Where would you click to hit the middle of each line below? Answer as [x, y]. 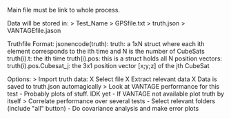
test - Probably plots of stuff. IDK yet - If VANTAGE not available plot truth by [116, 94]
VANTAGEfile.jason [34, 31]
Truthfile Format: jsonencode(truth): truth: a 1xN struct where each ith [106, 44]
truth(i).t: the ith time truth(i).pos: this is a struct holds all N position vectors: [115, 58]
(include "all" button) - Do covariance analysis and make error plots [103, 108]
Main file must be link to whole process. [64, 10]
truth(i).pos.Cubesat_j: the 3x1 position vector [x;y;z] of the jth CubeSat [108, 66]
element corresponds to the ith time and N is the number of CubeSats [106, 51]
